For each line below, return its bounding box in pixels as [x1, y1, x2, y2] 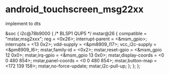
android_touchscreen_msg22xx [5, 4, 144, 15]
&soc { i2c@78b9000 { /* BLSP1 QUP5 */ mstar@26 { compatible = [5, 30, 147, 36]
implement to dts [5, 20, 41, 27]
